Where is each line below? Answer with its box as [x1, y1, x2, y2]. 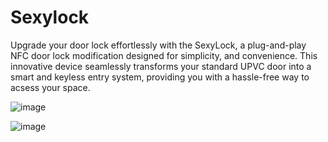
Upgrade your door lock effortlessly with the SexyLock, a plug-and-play [10, 39, 307, 51]
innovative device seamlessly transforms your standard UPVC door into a [10, 60, 312, 72]
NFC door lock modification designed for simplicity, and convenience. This [10, 49, 318, 61]
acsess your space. [10, 81, 91, 93]
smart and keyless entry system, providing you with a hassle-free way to [10, 71, 310, 83]
